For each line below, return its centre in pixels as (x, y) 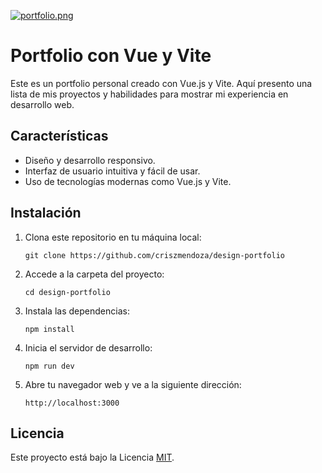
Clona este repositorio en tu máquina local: (113, 237)
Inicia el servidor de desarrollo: (88, 347)
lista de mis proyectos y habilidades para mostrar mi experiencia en (149, 94)
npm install (49, 329)
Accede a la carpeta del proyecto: (94, 274)
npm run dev (49, 366)
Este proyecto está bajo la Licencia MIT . (92, 457)
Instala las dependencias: (77, 311)
